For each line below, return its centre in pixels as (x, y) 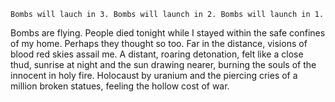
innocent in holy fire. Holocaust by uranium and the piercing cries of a (154, 75)
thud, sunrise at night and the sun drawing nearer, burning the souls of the (163, 64)
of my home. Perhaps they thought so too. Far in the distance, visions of (159, 43)
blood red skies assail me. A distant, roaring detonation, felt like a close (157, 54)
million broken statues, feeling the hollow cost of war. (120, 86)
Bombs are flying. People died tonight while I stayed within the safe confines (168, 33)
